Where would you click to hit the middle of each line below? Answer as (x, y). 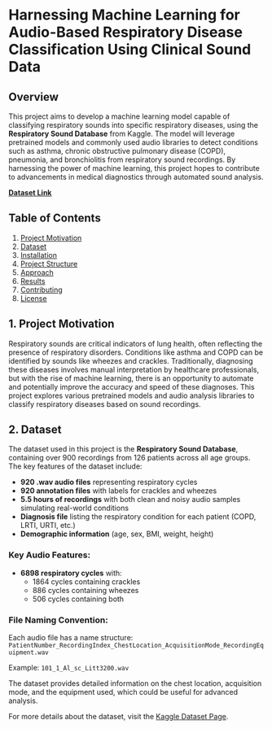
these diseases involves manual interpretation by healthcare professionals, (134, 369)
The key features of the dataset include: (75, 466)
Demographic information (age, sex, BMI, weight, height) (117, 534)
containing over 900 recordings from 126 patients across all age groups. (129, 458)
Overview (34, 96)
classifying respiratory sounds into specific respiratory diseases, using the (134, 125)
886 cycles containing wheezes (86, 590)
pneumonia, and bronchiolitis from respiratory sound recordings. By (122, 159)
